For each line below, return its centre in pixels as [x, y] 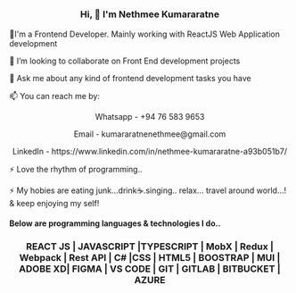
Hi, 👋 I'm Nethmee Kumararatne [150, 14]
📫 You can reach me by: [55, 96]
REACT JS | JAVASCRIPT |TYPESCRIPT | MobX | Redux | [150, 247]
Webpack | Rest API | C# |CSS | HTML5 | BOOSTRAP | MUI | [150, 258]
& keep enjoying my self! [54, 203]
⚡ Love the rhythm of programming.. [76, 169]
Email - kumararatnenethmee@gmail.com [150, 134]
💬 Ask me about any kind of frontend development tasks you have [130, 78]
